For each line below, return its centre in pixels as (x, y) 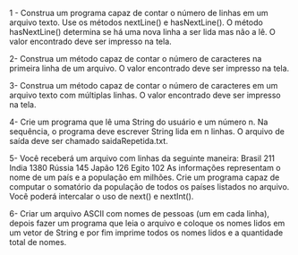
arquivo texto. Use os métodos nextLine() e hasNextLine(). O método (136, 22)
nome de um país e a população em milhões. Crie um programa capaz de (145, 177)
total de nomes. (38, 242)
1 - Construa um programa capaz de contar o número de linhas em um (139, 13)
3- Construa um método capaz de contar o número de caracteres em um (144, 85)
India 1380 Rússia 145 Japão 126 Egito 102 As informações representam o (145, 168)
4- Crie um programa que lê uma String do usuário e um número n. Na (139, 122)
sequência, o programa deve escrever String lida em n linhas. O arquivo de (147, 132)
